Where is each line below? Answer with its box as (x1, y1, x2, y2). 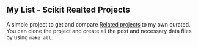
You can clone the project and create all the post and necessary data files (6, 27, 192, 34)
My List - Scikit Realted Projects (6, 5, 130, 15)
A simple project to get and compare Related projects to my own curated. (6, 20, 191, 28)
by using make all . (6, 33, 53, 41)
